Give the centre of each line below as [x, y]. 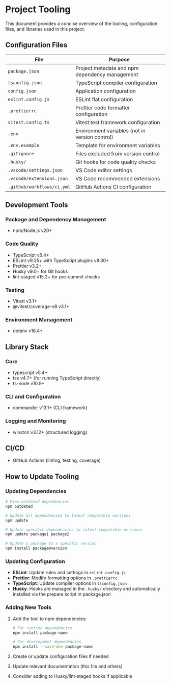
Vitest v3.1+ [25, 301]
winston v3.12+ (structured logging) [50, 432]
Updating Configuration [35, 561]
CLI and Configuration [33, 396]
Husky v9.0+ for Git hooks [40, 271]
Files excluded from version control [118, 153]
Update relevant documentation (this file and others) [68, 666]
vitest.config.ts [29, 122]
